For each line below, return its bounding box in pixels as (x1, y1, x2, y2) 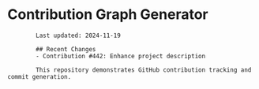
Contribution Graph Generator (7, 6, 208, 24)
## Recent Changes (36, 45, 96, 53)
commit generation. (7, 72, 72, 80)
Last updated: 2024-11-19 (36, 32, 122, 39)
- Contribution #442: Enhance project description (36, 52, 206, 60)
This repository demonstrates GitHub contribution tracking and (36, 65, 252, 74)
